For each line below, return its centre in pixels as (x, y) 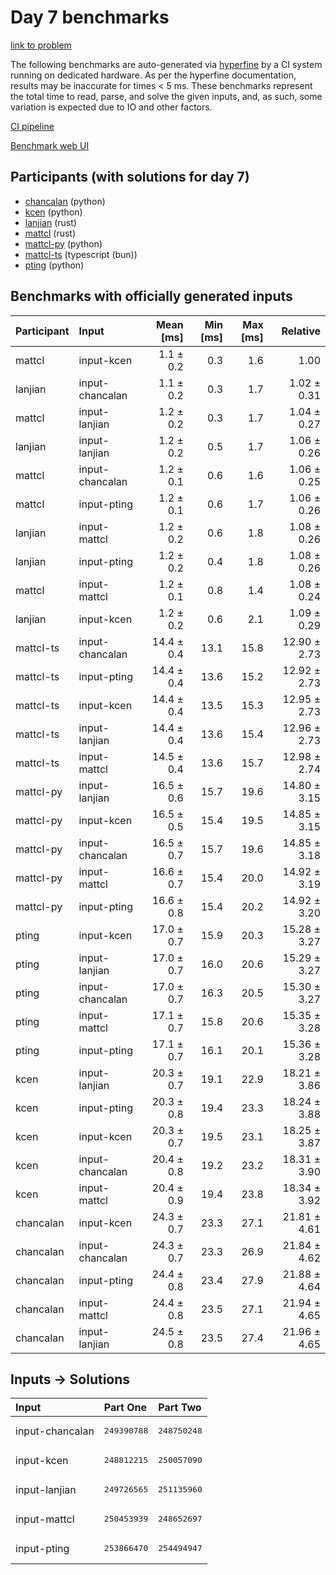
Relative (301, 331)
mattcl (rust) (50, 233)
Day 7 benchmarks (90, 17)
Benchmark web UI (50, 145)
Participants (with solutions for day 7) (130, 177)
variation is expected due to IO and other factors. (111, 107)
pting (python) (54, 265)
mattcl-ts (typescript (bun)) (81, 254)
